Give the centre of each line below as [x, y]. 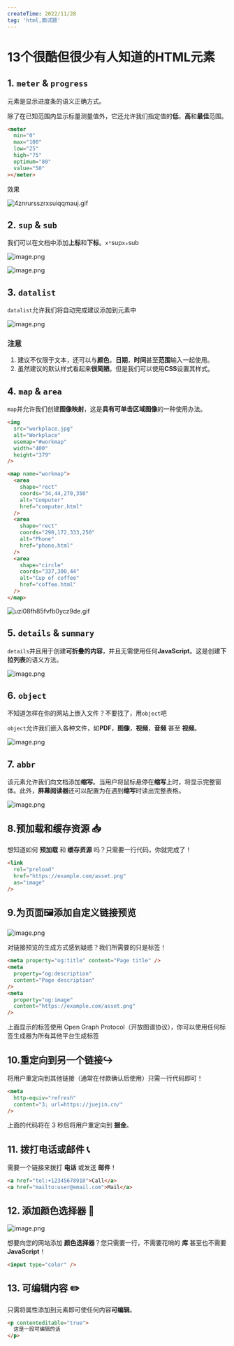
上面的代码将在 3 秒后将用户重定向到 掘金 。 [70, 1125]
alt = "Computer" [42, 500]
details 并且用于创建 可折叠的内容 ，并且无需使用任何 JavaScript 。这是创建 [114, 651]
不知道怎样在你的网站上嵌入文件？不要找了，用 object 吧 [87, 713]
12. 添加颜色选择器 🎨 [51, 1211]
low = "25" [26, 149]
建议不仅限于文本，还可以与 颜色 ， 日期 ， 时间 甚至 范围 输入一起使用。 [115, 360]
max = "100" [28, 142]
